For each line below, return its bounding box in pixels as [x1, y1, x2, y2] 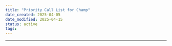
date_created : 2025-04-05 [5, 12, 60, 17]
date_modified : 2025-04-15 [5, 17, 63, 22]
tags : [5, 26, 17, 31]
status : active [5, 21, 38, 27]
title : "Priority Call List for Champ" [5, 7, 91, 13]
